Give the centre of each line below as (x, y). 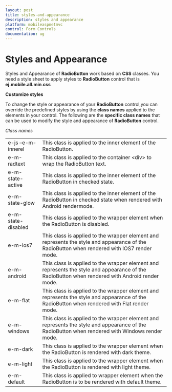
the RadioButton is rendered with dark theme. (97, 352)
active (15, 185)
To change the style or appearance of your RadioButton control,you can (81, 104)
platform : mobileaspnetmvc (34, 24)
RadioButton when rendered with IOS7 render (97, 248)
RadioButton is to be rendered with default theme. (102, 382)
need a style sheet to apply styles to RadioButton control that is (72, 79)
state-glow (21, 203)
